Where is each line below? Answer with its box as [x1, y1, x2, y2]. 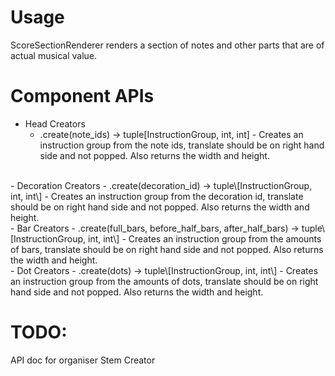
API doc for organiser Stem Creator [10, 354, 156, 366]
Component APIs [10, 85, 155, 108]
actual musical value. [10, 49, 98, 61]
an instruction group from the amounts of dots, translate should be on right [10, 275, 319, 287]
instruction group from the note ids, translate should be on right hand [39, 139, 325, 151]
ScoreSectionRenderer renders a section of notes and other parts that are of [10, 39, 325, 51]
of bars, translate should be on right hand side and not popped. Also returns [10, 243, 324, 255]
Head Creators [24, 117, 86, 130]
